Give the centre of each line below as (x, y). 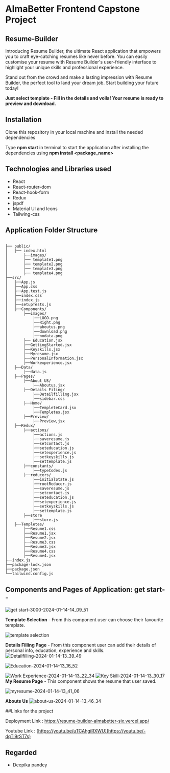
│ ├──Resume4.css (31, 552)
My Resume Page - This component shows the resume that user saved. (81, 681)
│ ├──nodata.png (34, 336)
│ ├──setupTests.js (28, 305)
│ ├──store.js (32, 520)
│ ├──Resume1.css (31, 529)
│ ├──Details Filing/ (35, 390)
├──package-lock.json (28, 565)
